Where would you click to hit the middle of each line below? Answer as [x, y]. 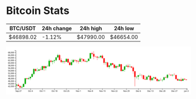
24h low [124, 29]
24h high [91, 29]
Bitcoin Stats [38, 11]
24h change [57, 29]
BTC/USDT [23, 29]
